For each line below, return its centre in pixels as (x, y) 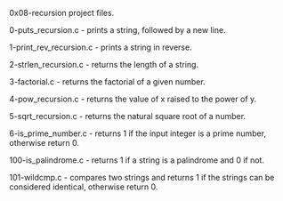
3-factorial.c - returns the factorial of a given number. (108, 82)
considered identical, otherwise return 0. (84, 187)
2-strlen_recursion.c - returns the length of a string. (104, 64)
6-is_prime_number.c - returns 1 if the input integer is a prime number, (138, 133)
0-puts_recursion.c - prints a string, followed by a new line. (117, 30)
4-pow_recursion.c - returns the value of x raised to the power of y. (133, 99)
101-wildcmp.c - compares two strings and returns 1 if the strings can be (142, 177)
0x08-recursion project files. (62, 13)
